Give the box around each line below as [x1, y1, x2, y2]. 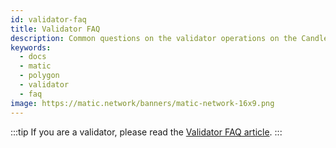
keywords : [10, 42, 52, 53]
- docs [19, 52, 47, 62]
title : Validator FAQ [10, 24, 101, 34]
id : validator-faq [10, 14, 87, 25]
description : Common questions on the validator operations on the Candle [10, 33, 329, 43]
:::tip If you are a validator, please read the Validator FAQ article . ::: [10, 126, 283, 138]
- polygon [19, 71, 60, 81]
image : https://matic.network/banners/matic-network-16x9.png [10, 98, 275, 108]
